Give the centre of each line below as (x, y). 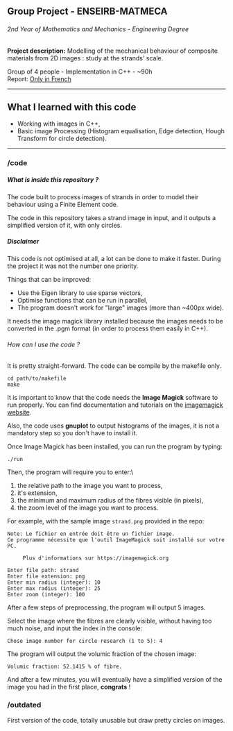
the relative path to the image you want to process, (90, 486)
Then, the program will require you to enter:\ (70, 472)
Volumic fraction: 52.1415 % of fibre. (65, 667)
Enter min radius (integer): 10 (54, 582)
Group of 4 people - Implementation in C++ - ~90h (80, 72)
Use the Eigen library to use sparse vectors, (80, 293)
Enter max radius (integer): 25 (54, 589)
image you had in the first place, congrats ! (69, 687)
